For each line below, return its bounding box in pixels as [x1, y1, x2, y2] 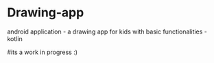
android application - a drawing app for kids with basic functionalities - [7, 27, 208, 36]
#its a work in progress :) [7, 48, 78, 56]
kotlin [7, 34, 23, 42]
